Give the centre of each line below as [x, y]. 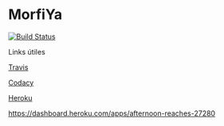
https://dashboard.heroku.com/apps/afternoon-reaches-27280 [112, 113]
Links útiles [27, 52]
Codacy [21, 82]
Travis [18, 67]
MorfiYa [35, 15]
